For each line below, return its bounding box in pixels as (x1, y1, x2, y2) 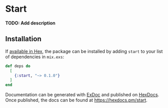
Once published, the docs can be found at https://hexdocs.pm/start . (5, 97, 148, 103)
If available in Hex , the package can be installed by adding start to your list (5, 48, 163, 54)
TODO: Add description (5, 20, 56, 26)
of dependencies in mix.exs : (5, 53, 64, 60)
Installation (5, 35, 42, 43)
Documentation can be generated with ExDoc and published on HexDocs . (5, 92, 159, 98)
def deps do (5, 63, 30, 69)
